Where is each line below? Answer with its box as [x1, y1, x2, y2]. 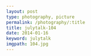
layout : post [6, 8, 38, 15]
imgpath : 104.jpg [6, 41, 49, 47]
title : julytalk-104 [6, 24, 57, 31]
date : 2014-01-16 [6, 30, 49, 36]
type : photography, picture [6, 14, 75, 20]
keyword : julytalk [6, 36, 51, 41]
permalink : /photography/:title [6, 19, 85, 25]
